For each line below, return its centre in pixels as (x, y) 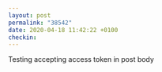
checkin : (23, 37)
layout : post (30, 15)
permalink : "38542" (40, 23)
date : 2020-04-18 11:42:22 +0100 (63, 30)
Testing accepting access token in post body (81, 59)
